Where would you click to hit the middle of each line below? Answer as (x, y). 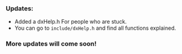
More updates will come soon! (51, 44)
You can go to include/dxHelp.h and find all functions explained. (95, 28)
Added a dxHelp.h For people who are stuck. (71, 22)
